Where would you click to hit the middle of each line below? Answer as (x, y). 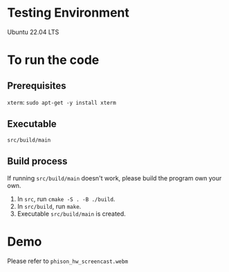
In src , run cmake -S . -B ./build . (66, 198)
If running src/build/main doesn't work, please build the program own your (114, 178)
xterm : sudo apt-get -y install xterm (62, 102)
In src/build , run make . (49, 206)
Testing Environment (68, 13)
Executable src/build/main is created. (71, 214)
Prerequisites (37, 86)
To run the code (53, 60)
